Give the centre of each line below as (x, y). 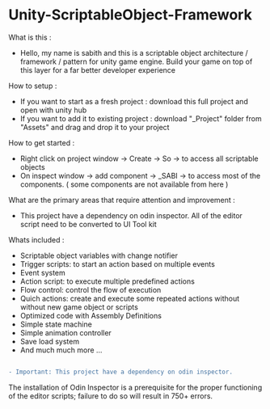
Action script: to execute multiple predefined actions (108, 281)
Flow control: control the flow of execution (91, 289)
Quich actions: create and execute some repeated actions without (130, 298)
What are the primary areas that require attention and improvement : (122, 200)
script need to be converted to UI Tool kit (89, 224)
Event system (43, 272)
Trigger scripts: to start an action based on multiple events (118, 264)
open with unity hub (53, 110)
